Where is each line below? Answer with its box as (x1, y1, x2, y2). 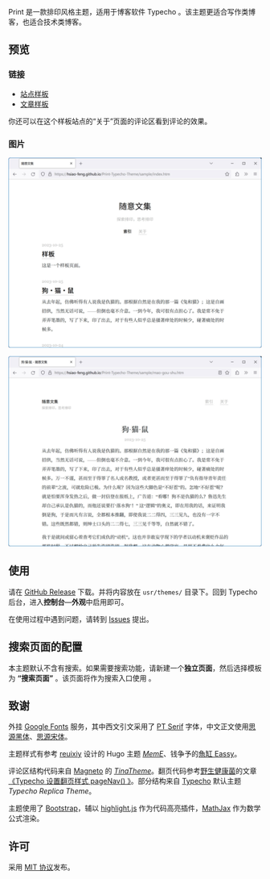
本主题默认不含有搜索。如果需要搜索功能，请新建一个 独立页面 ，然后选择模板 (8, 663, 262, 673)
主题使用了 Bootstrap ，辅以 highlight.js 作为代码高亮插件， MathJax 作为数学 (8, 803, 261, 813)
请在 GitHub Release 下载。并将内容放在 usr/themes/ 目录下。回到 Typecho (8, 587, 258, 597)
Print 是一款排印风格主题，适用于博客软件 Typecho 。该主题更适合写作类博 (8, 7, 256, 16)
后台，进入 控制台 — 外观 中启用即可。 (8, 597, 129, 606)
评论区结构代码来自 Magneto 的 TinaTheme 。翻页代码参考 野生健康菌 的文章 (8, 766, 257, 776)
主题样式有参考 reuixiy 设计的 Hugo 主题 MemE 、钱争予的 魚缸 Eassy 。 (8, 749, 242, 759)
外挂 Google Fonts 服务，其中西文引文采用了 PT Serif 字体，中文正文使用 (8, 722, 249, 731)
